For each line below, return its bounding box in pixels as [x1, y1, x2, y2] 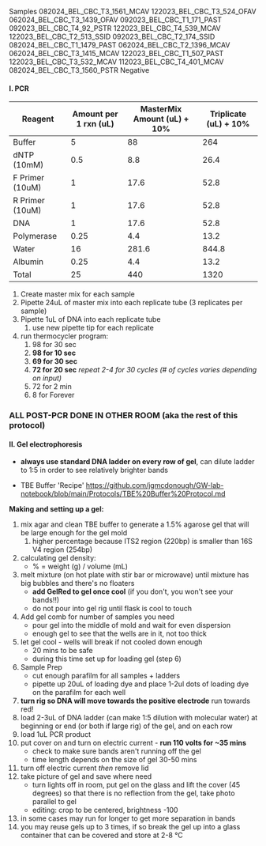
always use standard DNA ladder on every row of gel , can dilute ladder [20, 457, 255, 466]
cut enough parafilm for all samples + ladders [32, 671, 181, 681]
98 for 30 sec [32, 340, 77, 349]
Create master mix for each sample [20, 289, 135, 299]
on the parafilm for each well [32, 688, 126, 697]
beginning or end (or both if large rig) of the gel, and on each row [20, 721, 233, 731]
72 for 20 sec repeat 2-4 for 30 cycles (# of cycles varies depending [32, 365, 257, 375]
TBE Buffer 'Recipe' [20, 481, 84, 490]
